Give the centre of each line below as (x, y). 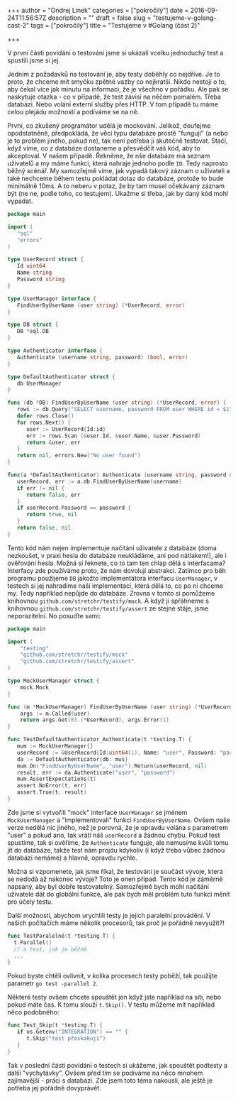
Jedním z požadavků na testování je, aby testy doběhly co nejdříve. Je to (114, 74)
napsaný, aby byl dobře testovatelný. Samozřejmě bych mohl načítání (108, 886)
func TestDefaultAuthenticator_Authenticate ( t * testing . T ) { (100, 740)
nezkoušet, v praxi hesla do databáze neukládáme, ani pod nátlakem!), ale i (117, 555)
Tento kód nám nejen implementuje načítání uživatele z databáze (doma (112, 548)
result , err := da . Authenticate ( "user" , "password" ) (96, 772)
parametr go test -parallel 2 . (52, 983)
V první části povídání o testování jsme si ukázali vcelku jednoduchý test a (115, 53)
